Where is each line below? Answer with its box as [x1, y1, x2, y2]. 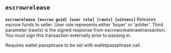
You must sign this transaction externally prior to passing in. [5, 32, 132, 38]
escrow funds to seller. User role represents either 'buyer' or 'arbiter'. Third [5, 21, 163, 27]
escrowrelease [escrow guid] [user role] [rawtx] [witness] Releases [5, 16, 156, 22]
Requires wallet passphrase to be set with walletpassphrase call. [5, 42, 141, 48]
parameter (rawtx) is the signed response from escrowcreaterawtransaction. [5, 27, 166, 33]
